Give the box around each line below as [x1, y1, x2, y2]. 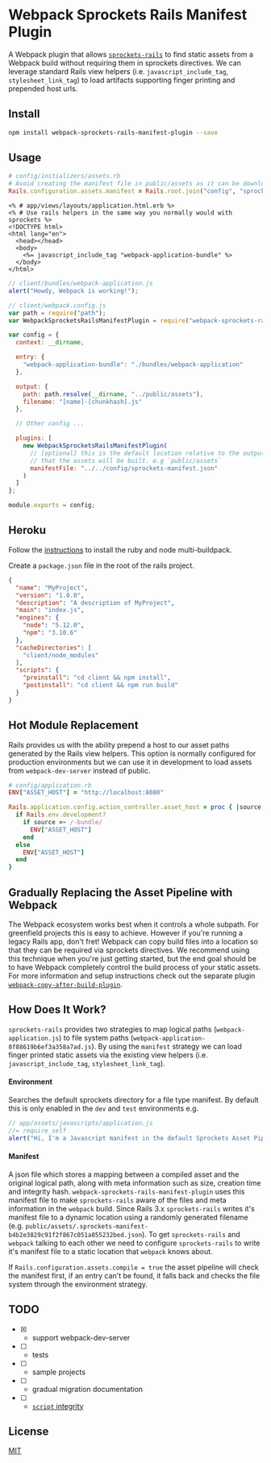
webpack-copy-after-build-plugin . [8, 980, 123, 989]
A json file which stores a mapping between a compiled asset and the [8, 1169, 240, 1179]
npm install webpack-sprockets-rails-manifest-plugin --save [8, 128, 219, 136]
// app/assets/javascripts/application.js [8, 1119, 153, 1127]
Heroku [8, 523, 47, 537]
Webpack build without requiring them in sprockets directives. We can [8, 58, 242, 68]
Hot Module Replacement [8, 719, 139, 732]
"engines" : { [15, 614, 60, 622]
